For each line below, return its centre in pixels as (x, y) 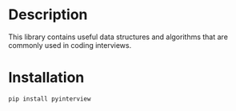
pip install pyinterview (50, 99)
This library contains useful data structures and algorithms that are (118, 37)
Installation (46, 78)
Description (48, 15)
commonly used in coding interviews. (70, 45)
